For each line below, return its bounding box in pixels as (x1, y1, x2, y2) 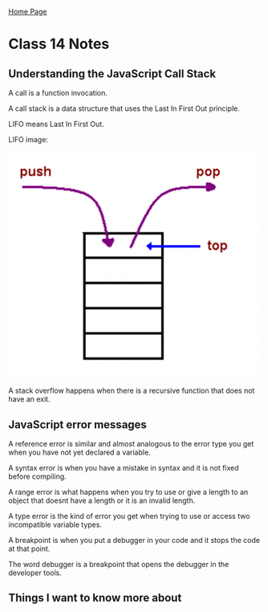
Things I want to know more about (8, 591, 182, 605)
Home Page (8, 7, 47, 16)
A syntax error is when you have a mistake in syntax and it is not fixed (8, 463, 239, 472)
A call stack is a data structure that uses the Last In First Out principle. (8, 104, 241, 113)
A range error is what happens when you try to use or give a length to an (8, 487, 249, 496)
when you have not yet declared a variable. (8, 447, 151, 457)
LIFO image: (8, 135, 48, 144)
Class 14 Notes (8, 35, 110, 53)
